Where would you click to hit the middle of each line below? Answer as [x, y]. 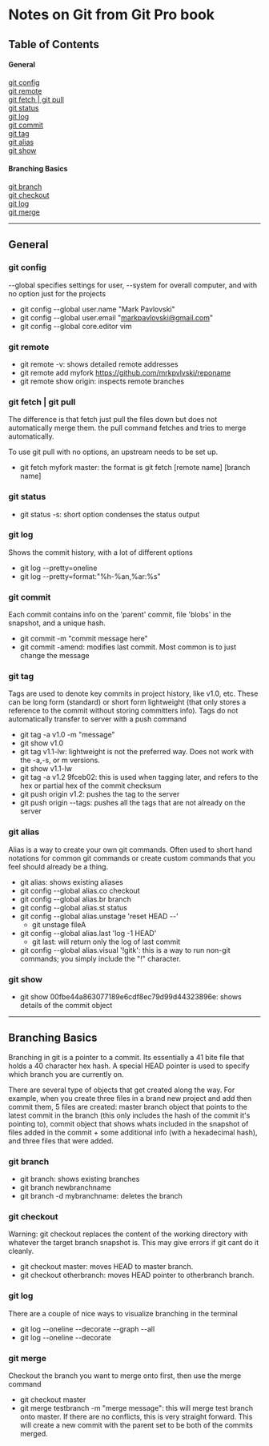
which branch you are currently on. [66, 1074]
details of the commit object [66, 1006]
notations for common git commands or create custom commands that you [132, 858]
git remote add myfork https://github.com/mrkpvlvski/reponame [125, 372]
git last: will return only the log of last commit [106, 942]
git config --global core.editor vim [76, 326]
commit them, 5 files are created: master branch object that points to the [128, 1107]
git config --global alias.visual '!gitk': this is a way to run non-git [125, 950]
